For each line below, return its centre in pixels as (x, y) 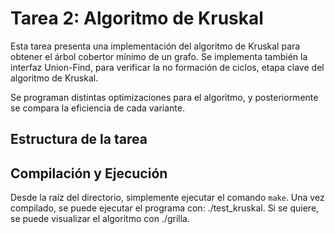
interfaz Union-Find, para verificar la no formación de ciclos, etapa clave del (167, 67)
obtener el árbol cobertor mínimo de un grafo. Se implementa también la (159, 56)
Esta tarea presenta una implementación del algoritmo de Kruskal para (155, 46)
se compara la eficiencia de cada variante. (97, 108)
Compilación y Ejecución (89, 173)
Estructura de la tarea (79, 139)
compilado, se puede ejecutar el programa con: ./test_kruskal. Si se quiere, (165, 208)
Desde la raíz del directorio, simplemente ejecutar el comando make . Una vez (167, 198)
